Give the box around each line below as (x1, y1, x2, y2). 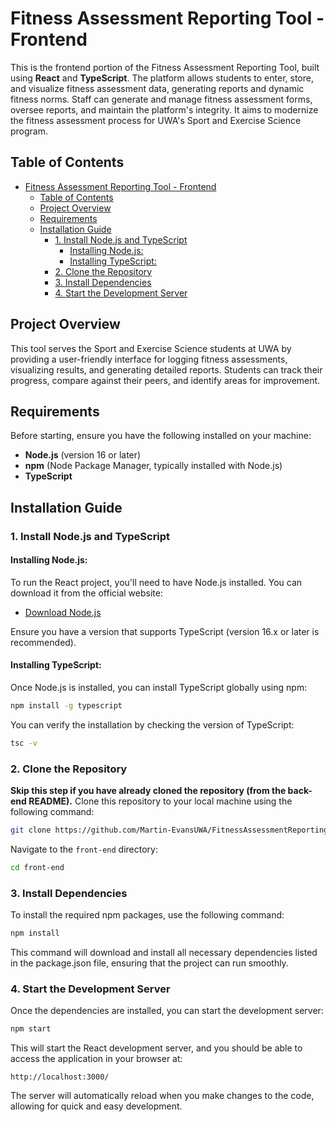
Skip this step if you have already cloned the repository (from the (10, 785, 287, 797)
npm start (10, 1024, 52, 1034)
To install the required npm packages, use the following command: (10, 909, 285, 921)
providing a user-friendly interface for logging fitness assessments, (10, 353, 288, 365)
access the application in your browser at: (10, 1053, 183, 1065)
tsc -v (10, 738, 38, 748)
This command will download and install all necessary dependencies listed (10, 947, 318, 959)
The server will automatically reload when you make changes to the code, (10, 1090, 315, 1102)
